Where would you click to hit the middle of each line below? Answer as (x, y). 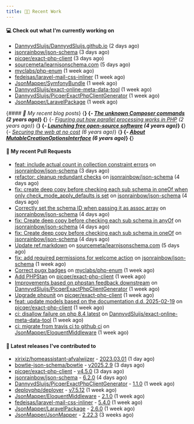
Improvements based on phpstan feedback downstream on (86, 283)
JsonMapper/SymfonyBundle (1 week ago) (66, 83)
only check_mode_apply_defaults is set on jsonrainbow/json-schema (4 (101, 196)
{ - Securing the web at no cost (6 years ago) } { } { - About (76, 132)
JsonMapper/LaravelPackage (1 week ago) (66, 102)
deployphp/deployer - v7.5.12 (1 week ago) (66, 390)
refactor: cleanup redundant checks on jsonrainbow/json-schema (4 (97, 177)
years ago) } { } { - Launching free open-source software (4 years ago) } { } (96, 125)
